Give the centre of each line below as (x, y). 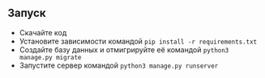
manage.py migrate (50, 57)
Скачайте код (43, 32)
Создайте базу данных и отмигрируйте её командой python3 (124, 49)
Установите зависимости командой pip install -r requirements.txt (138, 41)
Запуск (27, 13)
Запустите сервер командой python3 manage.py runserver (119, 65)
